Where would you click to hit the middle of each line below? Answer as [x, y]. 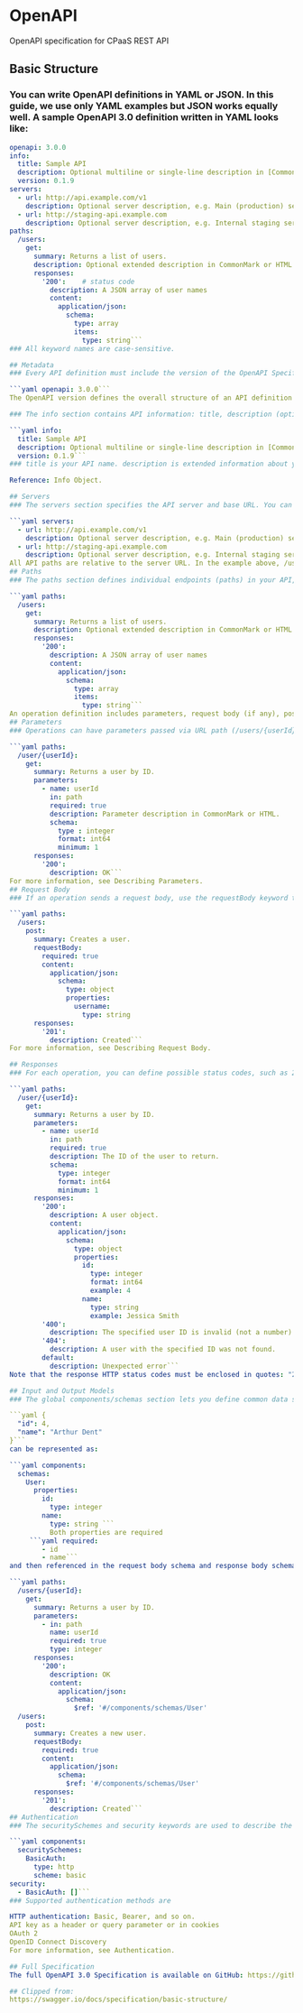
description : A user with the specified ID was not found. [163, 1350]
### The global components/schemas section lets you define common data [149, 1399]
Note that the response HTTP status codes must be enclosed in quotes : [147, 1374]
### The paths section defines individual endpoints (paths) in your [143, 580]
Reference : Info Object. [56, 480]
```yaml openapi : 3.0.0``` [60, 390]
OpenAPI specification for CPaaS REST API [89, 41]
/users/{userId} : [50, 1591]
